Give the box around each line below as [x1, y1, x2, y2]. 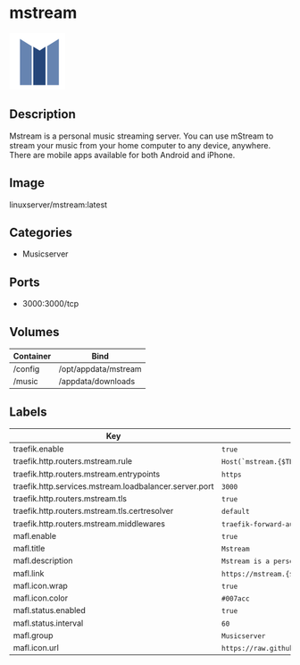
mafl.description [12, 555, 73, 566]
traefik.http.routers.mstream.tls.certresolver [12, 506, 174, 517]
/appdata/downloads [58, 376, 136, 386]
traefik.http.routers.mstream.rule [12, 456, 132, 467]
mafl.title [12, 543, 46, 554]
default [221, 508, 250, 517]
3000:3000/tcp [21, 299, 79, 309]
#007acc [221, 594, 250, 603]
